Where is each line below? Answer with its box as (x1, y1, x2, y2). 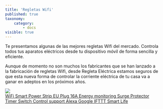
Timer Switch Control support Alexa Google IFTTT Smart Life (5, 98, 129, 104)
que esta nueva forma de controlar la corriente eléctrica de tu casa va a (5, 74, 150, 79)
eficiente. (5, 54, 25, 59)
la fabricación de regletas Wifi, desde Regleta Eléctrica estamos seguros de (5, 68, 159, 74)
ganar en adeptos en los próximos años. (5, 79, 86, 85)
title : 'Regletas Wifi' (5, 7, 54, 12)
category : (14, 21, 34, 26)
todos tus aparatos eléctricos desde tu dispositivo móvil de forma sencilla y (5, 48, 158, 54)
